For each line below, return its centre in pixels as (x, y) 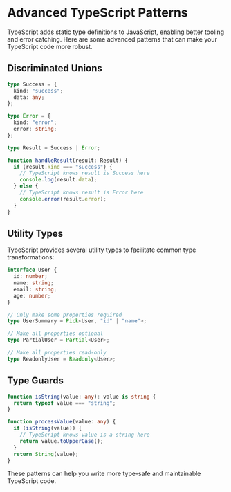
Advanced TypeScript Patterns (98, 13)
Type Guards (36, 381)
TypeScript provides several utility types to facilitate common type (102, 250)
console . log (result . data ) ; (58, 180)
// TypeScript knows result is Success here (85, 173)
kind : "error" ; (35, 122)
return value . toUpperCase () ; (62, 441)
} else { (26, 186)
